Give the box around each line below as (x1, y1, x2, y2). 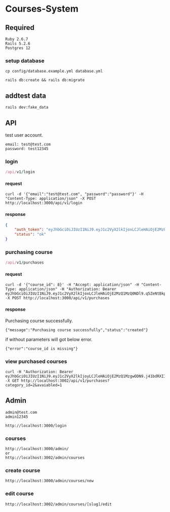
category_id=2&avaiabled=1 (5, 382, 62, 388)
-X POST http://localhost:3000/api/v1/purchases (5, 296, 110, 301)
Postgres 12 (5, 46, 30, 51)
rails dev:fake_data (5, 105, 49, 110)
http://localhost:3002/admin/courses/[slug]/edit (5, 501, 112, 507)
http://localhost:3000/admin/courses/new (5, 479, 94, 484)
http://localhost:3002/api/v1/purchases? (21, 378, 110, 383)
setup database (5, 57, 45, 64)
